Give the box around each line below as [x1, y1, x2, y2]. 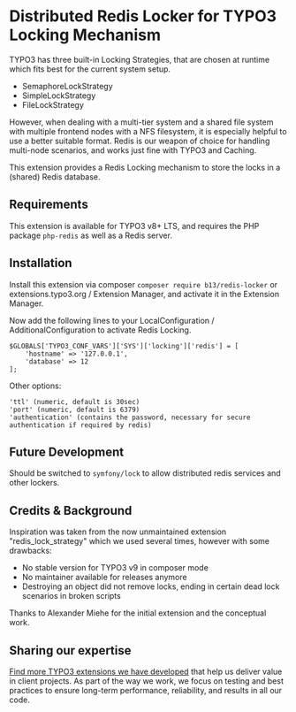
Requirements [9, 197, 88, 212]
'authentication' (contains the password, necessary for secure [9, 413, 251, 422]
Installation [9, 256, 72, 271]
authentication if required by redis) [9, 420, 152, 430]
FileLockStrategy [21, 99, 84, 110]
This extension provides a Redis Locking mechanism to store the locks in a [9, 162, 281, 172]
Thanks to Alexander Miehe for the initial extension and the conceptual [9, 608, 267, 618]
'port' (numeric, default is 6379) [9, 405, 140, 414]
